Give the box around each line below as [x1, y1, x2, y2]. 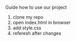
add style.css [12, 25, 42, 31]
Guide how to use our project [5, 5, 67, 10]
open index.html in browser [12, 20, 71, 25]
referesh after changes [12, 30, 62, 36]
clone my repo [12, 14, 44, 20]
